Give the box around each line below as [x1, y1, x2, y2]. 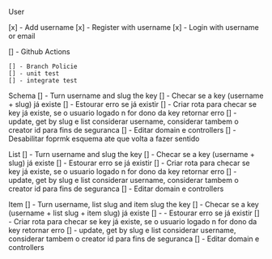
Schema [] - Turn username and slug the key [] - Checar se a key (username [8, 91, 264, 100]
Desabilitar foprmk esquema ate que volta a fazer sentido [8, 134, 200, 143]
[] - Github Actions [8, 47, 70, 56]
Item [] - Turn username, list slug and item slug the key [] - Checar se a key [8, 200, 259, 209]
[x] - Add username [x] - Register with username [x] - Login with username [8, 23, 259, 32]
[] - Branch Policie [8, 62, 79, 70]
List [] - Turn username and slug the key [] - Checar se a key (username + [8, 150, 255, 159]
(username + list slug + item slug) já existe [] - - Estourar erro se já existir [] [8, 208, 261, 218]
